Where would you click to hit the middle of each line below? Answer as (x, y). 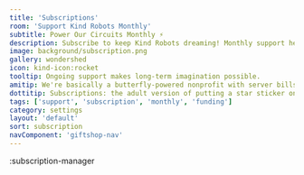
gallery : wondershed (48, 60)
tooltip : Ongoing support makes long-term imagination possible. (135, 77)
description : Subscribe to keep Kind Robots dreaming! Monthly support (147, 43)
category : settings (46, 110)
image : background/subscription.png (78, 51)
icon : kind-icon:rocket (54, 69)
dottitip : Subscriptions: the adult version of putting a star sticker (147, 93)
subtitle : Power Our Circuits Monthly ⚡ (87, 34)
